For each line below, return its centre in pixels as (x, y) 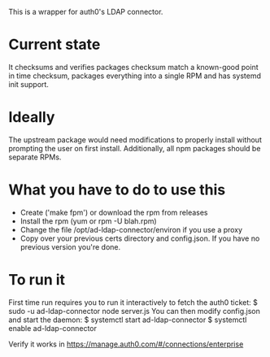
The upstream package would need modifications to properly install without (135, 139)
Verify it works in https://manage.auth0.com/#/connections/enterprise (126, 344)
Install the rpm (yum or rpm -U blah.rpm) (88, 221)
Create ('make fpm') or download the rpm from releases (114, 212)
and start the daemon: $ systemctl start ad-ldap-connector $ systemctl (128, 320)
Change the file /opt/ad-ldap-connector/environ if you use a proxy (131, 229)
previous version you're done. (70, 246)
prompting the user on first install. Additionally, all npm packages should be (135, 148)
